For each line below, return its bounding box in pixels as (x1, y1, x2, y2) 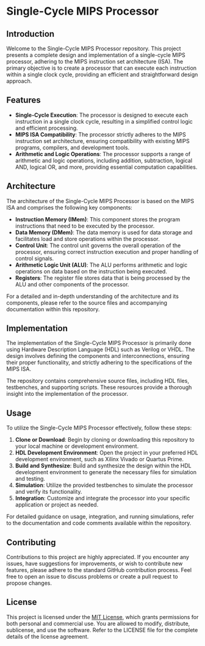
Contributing (6, 537, 56, 548)
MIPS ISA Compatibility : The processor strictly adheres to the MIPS (15, 130, 186, 138)
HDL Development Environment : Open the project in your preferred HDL (15, 449, 198, 456)
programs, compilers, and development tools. (15, 144, 130, 151)
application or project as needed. (15, 501, 99, 508)
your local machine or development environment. (15, 442, 139, 450)
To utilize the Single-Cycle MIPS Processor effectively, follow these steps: (6, 424, 192, 432)
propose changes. (6, 579, 52, 587)
